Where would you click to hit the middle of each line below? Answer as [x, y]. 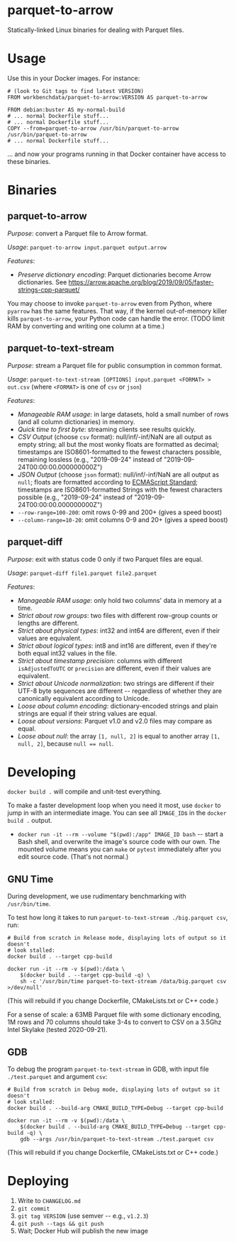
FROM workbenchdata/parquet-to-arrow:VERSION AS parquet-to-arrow [107, 97]
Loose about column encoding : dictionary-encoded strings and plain [118, 706]
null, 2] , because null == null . [66, 743]
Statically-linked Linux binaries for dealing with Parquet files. [96, 30]
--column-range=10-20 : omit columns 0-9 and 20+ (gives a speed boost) [123, 519]
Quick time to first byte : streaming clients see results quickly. [107, 429]
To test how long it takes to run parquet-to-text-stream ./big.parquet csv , [118, 918]
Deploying [38, 1181]
